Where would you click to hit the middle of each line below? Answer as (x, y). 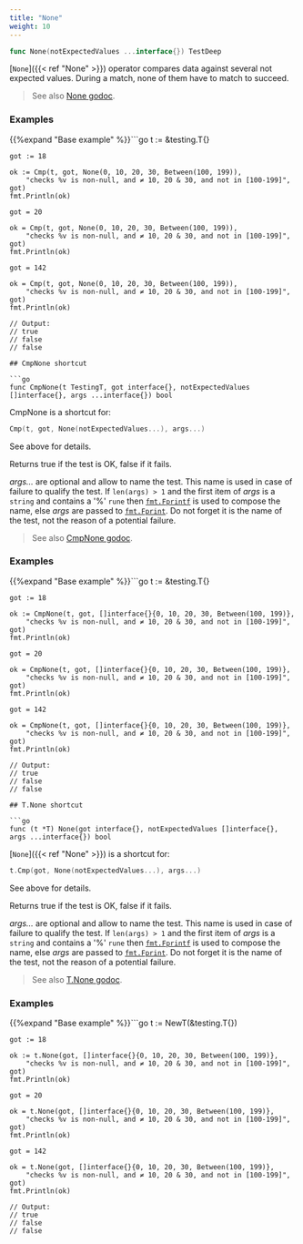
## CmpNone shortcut (49, 363)
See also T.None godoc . (77, 979)
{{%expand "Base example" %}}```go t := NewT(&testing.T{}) (124, 1023)
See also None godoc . (73, 96)
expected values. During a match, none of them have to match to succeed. (149, 78)
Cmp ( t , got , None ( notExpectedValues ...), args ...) (107, 429)
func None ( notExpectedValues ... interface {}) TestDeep (116, 51)
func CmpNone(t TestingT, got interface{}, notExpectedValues (130, 387)
